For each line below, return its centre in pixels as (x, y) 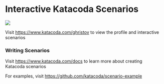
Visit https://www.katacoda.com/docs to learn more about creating (74, 61)
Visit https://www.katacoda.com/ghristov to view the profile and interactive (82, 32)
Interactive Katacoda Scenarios (72, 9)
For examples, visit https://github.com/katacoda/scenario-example (74, 76)
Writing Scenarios (27, 50)
